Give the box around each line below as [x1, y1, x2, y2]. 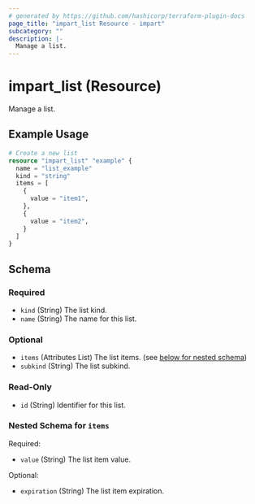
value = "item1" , [29, 194, 89, 203]
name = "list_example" [15, 164, 93, 172]
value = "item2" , [29, 217, 89, 225]
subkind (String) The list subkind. [19, 361, 131, 371]
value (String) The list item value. [19, 454, 132, 464]
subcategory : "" [8, 27, 63, 35]
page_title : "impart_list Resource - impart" [8, 20, 165, 28]
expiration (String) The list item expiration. [19, 485, 165, 496]
